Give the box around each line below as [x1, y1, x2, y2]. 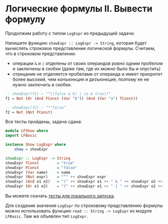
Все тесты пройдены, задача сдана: [5, 119, 82, 125]
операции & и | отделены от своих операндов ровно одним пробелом [12, 60, 163, 66]
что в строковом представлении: [5, 51, 76, 57]
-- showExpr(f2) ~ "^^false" [5, 105, 66, 110]
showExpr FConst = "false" [5, 165, 78, 170]
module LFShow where [5, 128, 49, 133]
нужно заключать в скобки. [12, 81, 72, 88]
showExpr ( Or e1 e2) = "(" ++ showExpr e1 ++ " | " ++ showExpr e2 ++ [5, 184, 163, 189]
